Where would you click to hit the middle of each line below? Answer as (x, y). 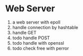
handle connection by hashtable (45, 27)
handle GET (24, 32)
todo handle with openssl (38, 43)
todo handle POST (31, 38)
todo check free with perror (41, 48)
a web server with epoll (36, 22)
